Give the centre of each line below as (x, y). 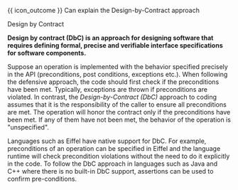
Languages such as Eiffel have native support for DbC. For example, (107, 141)
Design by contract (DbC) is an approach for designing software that (110, 38)
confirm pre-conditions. (42, 179)
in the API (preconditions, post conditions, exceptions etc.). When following (118, 74)
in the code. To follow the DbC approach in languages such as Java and (113, 164)
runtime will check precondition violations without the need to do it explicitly (119, 156)
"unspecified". (28, 127)
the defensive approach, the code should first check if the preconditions (113, 82)
